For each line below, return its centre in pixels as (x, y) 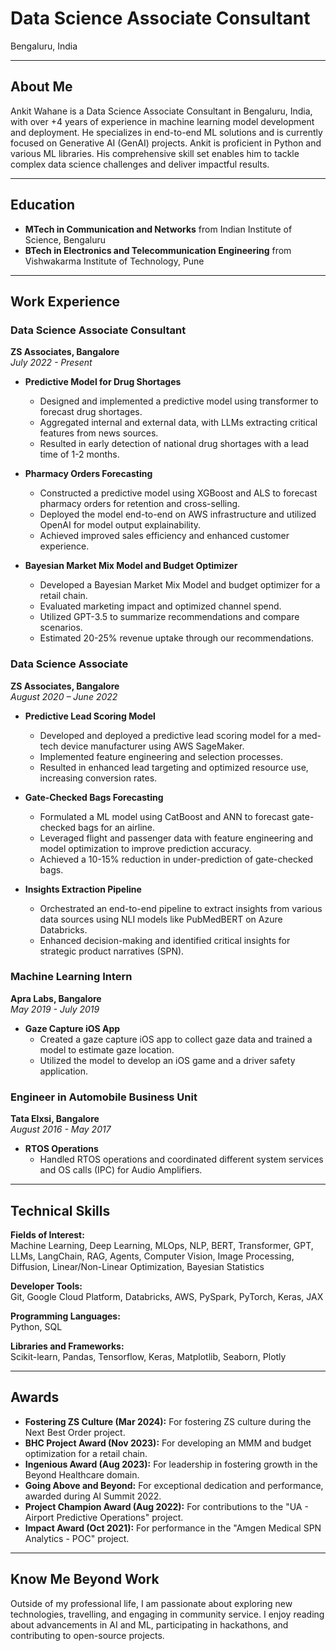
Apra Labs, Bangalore (56, 998)
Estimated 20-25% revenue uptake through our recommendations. (176, 638)
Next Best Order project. (75, 1432)
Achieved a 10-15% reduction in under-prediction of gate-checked (176, 859)
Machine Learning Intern (71, 977)
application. (64, 1071)
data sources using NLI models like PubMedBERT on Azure (161, 919)
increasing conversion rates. (98, 778)
